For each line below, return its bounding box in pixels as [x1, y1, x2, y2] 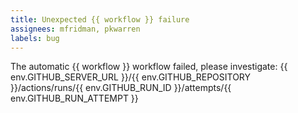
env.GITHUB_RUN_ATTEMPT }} [10, 92, 139, 105]
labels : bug [10, 33, 60, 43]
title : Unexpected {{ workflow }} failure [10, 14, 190, 25]
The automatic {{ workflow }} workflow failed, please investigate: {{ [10, 61, 288, 73]
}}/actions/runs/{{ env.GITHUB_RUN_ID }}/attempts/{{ [10, 82, 232, 94]
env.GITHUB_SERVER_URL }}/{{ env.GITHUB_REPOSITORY [10, 71, 252, 83]
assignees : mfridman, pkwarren [10, 24, 141, 34]
